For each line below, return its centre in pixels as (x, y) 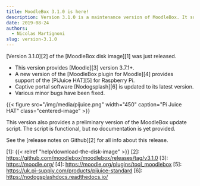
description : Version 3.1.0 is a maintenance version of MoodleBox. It (97, 17)
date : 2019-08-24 (28, 23)
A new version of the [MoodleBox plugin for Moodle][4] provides (94, 74)
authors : (17, 28)
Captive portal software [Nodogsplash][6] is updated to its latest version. (104, 86)
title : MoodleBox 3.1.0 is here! (48, 12)
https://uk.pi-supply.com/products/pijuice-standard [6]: (74, 171)
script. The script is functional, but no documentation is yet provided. (91, 129)
